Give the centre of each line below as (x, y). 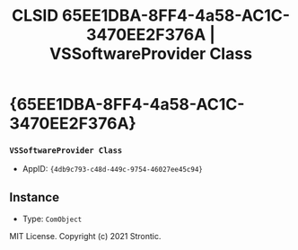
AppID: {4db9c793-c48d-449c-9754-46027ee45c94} (113, 169)
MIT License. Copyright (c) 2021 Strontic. (85, 237)
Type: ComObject (52, 219)
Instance (35, 197)
